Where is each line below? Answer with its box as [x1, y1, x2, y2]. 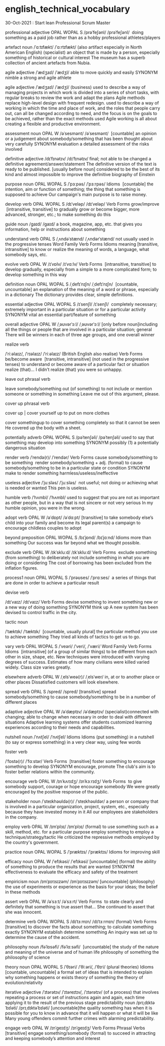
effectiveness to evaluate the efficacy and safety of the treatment [5, 869, 138, 875]
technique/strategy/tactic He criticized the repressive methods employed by [5, 834, 160, 840]
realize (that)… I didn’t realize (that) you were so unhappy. [5, 366, 123, 372]
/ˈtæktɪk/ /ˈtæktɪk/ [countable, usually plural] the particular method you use [5, 628, 158, 634]
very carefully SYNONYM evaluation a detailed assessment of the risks [5, 141, 149, 146]
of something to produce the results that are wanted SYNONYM [5, 864, 134, 869]
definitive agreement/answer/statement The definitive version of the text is [5, 161, 157, 167]
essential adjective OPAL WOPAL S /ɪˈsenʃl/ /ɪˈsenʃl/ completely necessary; [5, 301, 158, 307]
